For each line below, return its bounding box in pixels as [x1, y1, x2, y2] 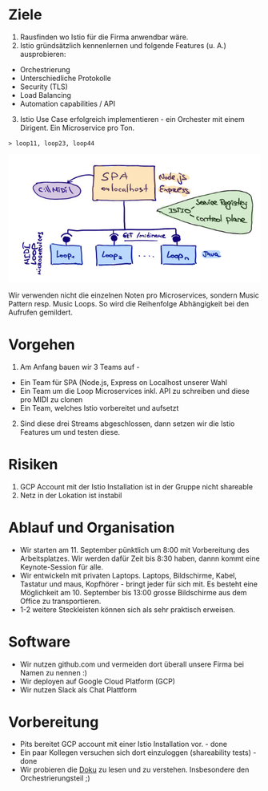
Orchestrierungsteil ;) [19, 773, 90, 783]
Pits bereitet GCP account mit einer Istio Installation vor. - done [19, 740, 228, 749]
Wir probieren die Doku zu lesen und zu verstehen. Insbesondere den [19, 765, 250, 775]
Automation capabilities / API [19, 99, 116, 108]
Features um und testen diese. [19, 427, 121, 436]
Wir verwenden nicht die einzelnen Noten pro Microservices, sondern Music [8, 290, 260, 300]
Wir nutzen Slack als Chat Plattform [19, 684, 138, 695]
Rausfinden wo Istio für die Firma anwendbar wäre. [19, 32, 189, 42]
